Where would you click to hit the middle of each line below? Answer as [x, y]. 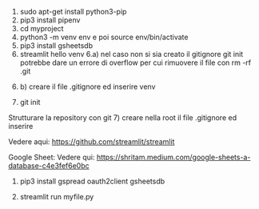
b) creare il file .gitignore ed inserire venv [88, 86]
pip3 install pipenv [50, 20]
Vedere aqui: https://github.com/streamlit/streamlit [92, 142]
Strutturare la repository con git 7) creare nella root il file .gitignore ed [123, 118]
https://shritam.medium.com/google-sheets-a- [173, 157]
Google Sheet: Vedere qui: [52, 157]
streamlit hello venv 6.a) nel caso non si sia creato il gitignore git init [131, 54]
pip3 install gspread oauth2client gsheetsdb [92, 181]
